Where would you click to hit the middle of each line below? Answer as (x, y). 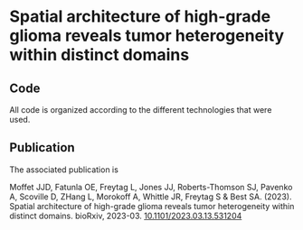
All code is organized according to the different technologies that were (141, 110)
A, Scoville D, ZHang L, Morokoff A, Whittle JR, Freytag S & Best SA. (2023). (151, 197)
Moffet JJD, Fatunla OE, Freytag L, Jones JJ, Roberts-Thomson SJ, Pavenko (151, 187)
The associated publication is (64, 170)
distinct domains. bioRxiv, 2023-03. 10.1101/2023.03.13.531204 (126, 216)
